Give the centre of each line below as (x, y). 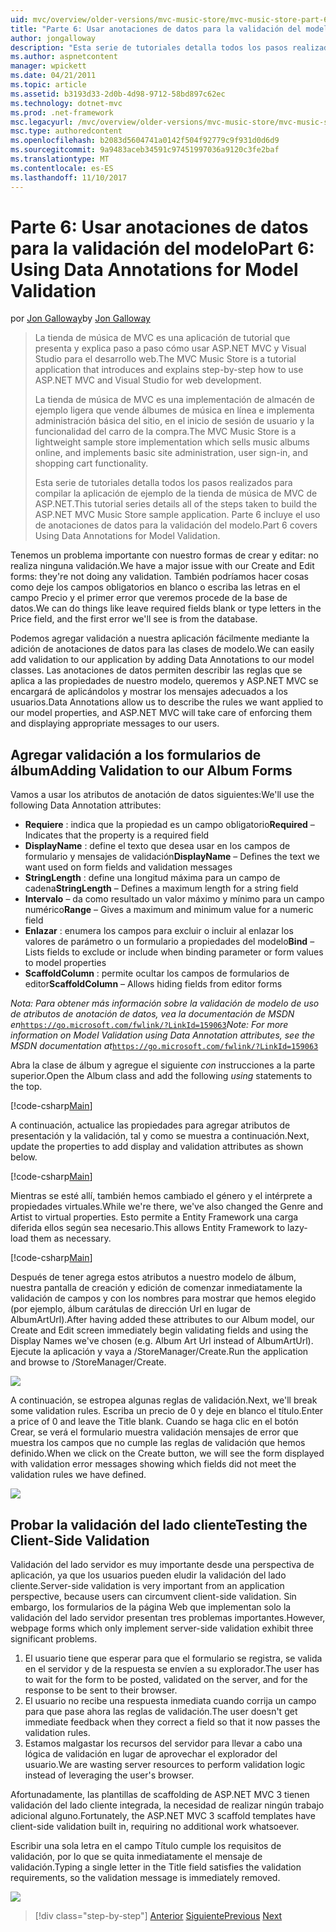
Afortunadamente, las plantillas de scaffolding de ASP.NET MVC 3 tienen (160, 1795)
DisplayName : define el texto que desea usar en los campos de (157, 846)
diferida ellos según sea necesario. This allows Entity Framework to (148, 1228)
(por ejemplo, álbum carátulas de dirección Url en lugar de (130, 1309)
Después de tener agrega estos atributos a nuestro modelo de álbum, (153, 1277)
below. (24, 1157)
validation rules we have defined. (78, 1475)
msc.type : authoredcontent (66, 131)
